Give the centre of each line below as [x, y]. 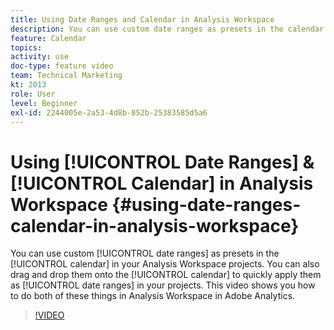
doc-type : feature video [62, 66]
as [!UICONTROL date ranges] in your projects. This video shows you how [163, 285]
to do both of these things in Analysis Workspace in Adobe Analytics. [153, 296]
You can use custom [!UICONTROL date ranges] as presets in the [145, 253]
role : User [33, 94]
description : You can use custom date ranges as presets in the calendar [167, 29]
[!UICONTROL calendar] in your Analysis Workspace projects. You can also [165, 264]
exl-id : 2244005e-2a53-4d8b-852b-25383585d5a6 [109, 112]
